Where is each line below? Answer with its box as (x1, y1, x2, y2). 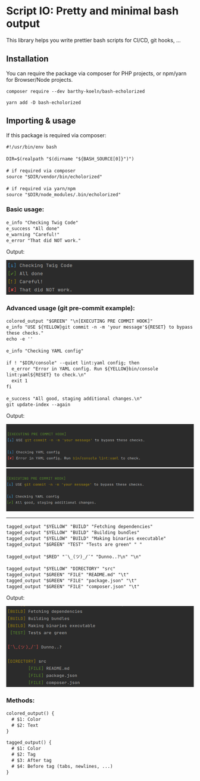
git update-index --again (6, 402, 70, 408)
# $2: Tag (11, 752, 36, 758)
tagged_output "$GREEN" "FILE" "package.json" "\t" (6, 578, 137, 584)
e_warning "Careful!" (6, 231, 60, 237)
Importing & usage (6, 116, 76, 126)
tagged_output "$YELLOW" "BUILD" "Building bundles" (6, 529, 140, 535)
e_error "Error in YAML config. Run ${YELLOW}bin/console (11, 366, 159, 372)
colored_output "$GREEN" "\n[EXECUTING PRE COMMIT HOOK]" (6, 318, 153, 325)
